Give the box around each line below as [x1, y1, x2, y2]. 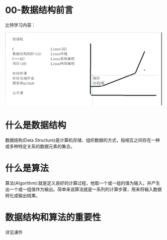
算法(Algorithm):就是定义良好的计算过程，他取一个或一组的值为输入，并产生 [5, 180, 161, 186]
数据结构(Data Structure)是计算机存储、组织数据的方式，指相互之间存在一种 [5, 137, 160, 143]
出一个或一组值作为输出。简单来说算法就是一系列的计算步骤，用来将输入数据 [5, 186, 162, 192]
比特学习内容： [5, 22, 36, 28]
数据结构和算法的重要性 [5, 212, 101, 223]
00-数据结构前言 [5, 4, 74, 16]
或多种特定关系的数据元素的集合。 [5, 143, 75, 149]
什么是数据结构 [5, 120, 67, 131]
